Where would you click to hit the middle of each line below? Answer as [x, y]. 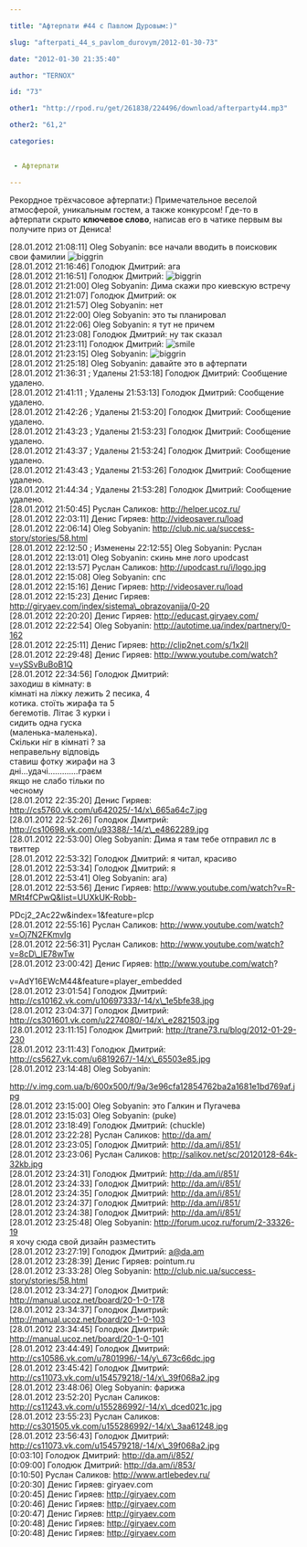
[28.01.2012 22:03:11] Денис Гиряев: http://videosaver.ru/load [127, 518]
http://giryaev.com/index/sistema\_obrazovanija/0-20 [110, 606]
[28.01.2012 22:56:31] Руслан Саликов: [84, 944]
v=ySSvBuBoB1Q [41, 664]
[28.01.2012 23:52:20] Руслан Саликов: [85, 1397]
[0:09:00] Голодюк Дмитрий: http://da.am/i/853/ [103, 1465]
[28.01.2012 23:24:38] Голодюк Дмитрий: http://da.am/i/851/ [125, 1213]
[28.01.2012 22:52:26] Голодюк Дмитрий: [89, 820]
